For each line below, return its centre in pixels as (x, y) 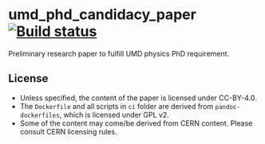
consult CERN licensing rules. (68, 131)
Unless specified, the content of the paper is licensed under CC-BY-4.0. (138, 98)
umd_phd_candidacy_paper (103, 15)
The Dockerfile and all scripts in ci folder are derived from (117, 106)
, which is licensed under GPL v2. (115, 115)
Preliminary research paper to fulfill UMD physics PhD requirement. (119, 53)
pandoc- (228, 107)
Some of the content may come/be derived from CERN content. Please (136, 123)
